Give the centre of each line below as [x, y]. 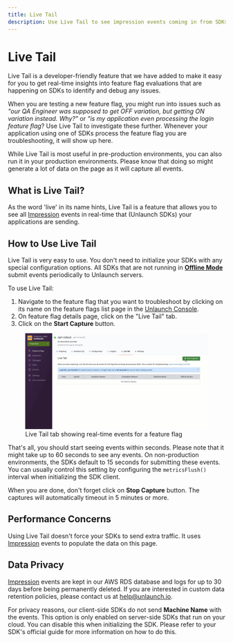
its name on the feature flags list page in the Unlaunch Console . [108, 309]
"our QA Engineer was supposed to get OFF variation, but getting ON [106, 111]
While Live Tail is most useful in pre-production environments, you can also [115, 154]
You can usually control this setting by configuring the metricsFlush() [107, 469]
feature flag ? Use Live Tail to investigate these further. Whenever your [108, 126]
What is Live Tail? [46, 190]
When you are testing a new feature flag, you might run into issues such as [114, 104]
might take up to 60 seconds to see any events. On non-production [103, 455]
